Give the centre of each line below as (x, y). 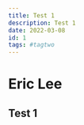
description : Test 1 (42, 23)
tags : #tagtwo (32, 45)
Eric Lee (35, 84)
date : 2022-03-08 (37, 30)
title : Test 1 (32, 15)
